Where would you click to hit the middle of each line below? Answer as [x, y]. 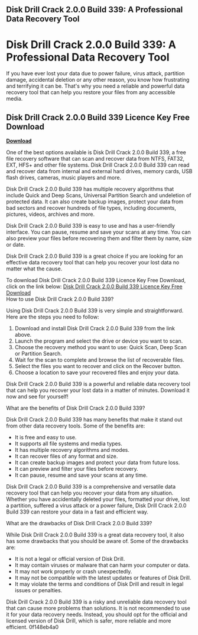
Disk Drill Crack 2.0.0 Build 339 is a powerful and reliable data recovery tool [98, 384]
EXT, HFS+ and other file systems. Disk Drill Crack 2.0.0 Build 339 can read [98, 165]
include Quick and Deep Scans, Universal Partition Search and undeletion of [99, 196]
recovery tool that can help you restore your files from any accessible [91, 92]
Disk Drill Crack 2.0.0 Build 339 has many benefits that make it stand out [94, 420]
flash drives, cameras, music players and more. [64, 178]
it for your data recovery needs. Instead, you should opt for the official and [97, 615]
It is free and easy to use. [46, 438]
